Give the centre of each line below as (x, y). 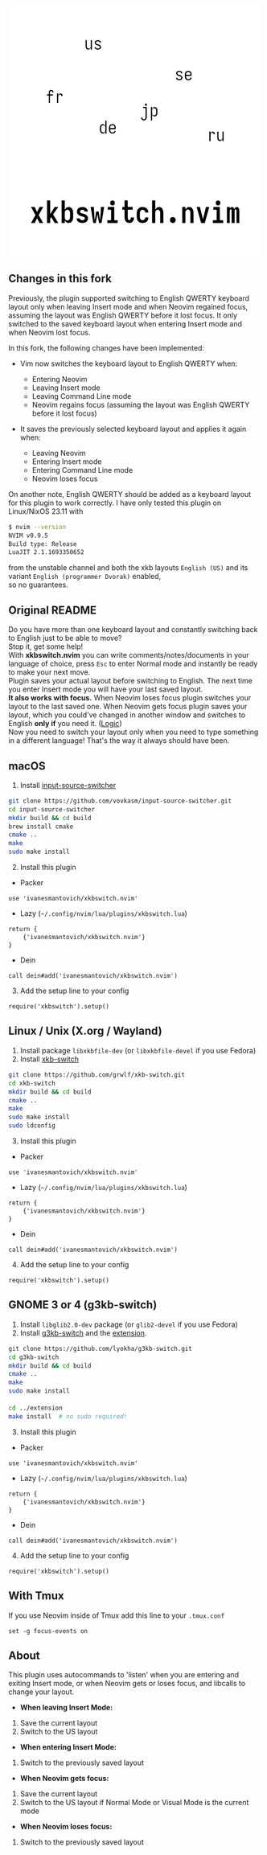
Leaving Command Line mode (82, 396)
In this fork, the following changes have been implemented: (107, 347)
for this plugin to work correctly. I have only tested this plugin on (115, 503)
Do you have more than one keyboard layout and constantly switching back (133, 630)
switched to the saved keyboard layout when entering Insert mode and (125, 323)
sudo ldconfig (32, 1126)
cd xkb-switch (32, 1083)
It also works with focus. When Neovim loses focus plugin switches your (130, 698)
